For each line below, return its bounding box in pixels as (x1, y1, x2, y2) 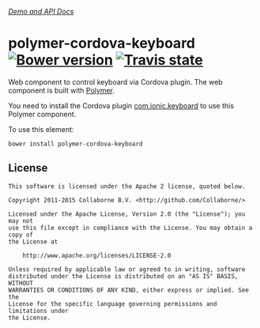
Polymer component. (8, 109, 77, 119)
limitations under (8, 307, 69, 315)
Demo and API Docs (8, 7, 74, 16)
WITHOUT (8, 279, 34, 287)
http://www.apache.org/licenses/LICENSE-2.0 (22, 251, 171, 259)
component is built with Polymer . (8, 85, 115, 95)
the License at (8, 237, 58, 246)
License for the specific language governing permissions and (8, 300, 217, 307)
